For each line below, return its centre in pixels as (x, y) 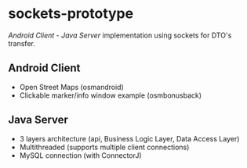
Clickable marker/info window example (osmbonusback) (111, 95)
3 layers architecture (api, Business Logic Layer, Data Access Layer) (129, 138)
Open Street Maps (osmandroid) (71, 87)
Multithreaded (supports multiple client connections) (104, 147)
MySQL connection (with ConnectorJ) (81, 155)
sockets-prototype (71, 14)
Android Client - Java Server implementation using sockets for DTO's (120, 35)
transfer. (22, 43)
